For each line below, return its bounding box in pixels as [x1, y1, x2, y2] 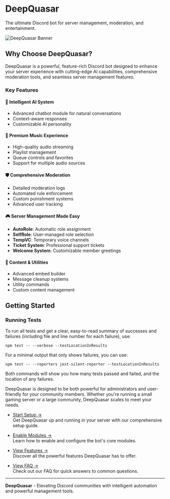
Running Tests [5, 317, 41, 323]
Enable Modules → [12, 432, 52, 438]
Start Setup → [12, 412, 42, 418]
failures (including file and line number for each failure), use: [5, 334, 131, 340]
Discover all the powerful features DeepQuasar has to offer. [12, 453, 137, 459]
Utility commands [12, 281, 50, 287]
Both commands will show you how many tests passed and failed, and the [5, 370, 159, 377]
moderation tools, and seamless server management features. [5, 74, 135, 80]
